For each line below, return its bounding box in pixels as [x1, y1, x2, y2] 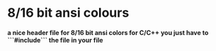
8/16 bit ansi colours [7, 5, 130, 21]
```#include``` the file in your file [7, 36, 103, 44]
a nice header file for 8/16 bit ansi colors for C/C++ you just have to [7, 28, 209, 36]
